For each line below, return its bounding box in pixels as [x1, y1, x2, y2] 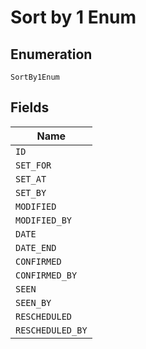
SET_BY [15, 187, 47, 198]
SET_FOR [15, 159, 52, 171]
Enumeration [10, 46, 93, 63]
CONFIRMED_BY [15, 269, 78, 281]
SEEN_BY [15, 297, 52, 308]
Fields [10, 99, 50, 116]
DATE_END [15, 242, 57, 253]
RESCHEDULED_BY [15, 324, 88, 336]
